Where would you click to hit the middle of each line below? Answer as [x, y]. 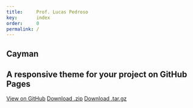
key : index [28, 18]
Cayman [23, 53]
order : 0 [23, 23]
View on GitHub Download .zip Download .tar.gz [67, 99]
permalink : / [23, 29]
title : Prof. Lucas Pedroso [47, 12]
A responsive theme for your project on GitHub [97, 75]
